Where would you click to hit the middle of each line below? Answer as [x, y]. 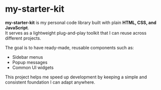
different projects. [23, 38]
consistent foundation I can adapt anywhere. [50, 82]
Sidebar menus [27, 57]
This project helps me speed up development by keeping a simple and [76, 77]
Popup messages [30, 62]
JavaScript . [17, 27]
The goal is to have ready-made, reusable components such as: [69, 47]
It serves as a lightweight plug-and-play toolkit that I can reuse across [76, 33]
